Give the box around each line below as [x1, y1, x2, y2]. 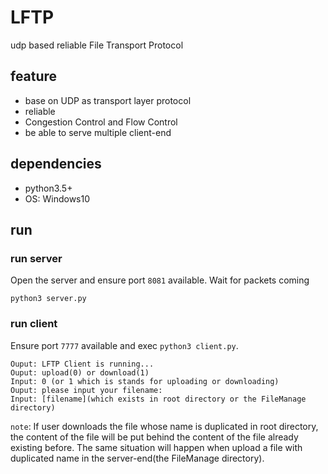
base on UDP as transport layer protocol [24, 94, 192, 106]
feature [10, 68, 58, 85]
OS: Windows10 [24, 192, 90, 205]
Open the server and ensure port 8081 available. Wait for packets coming [10, 274, 310, 286]
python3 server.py [10, 294, 87, 304]
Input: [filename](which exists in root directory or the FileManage [10, 394, 307, 404]
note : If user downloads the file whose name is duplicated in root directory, [10, 420, 319, 432]
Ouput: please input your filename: [10, 385, 163, 395]
